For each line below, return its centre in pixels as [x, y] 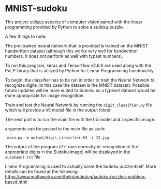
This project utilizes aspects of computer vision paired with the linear [74, 22]
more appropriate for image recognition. [45, 95]
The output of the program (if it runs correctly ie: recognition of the [72, 146]
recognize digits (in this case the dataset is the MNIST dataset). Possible [77, 85]
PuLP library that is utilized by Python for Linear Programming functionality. [80, 70]
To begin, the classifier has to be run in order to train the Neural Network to [80, 80]
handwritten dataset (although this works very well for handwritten [71, 51]
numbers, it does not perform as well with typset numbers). [64, 56]
